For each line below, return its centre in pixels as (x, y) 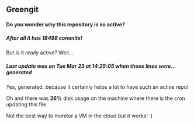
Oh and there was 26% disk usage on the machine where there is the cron (96, 98)
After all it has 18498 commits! (44, 38)
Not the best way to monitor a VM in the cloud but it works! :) (79, 116)
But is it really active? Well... (40, 53)
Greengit (22, 10)
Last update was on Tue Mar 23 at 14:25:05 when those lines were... (91, 66)
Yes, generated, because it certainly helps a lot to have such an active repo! (97, 86)
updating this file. (27, 104)
